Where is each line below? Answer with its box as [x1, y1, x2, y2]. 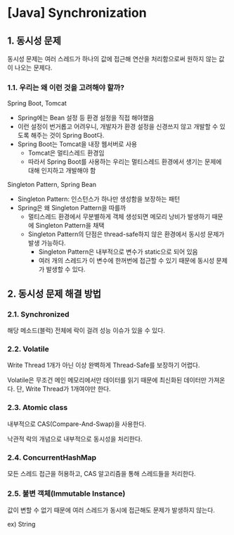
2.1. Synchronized [7, 309, 70, 319]
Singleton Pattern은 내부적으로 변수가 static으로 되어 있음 [38, 247, 198, 256]
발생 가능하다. [27, 239, 66, 247]
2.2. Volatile [7, 344, 49, 354]
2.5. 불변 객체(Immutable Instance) [7, 489, 126, 498]
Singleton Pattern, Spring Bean [7, 181, 97, 189]
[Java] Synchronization [7, 5, 147, 21]
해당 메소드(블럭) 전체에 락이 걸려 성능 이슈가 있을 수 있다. [7, 325, 165, 335]
